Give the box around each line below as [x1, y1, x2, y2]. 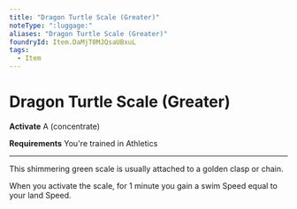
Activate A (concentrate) [9, 121, 100, 131]
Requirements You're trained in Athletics [9, 138, 158, 148]
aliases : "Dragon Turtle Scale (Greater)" [9, 29, 168, 38]
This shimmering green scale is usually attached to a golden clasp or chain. [9, 163, 284, 174]
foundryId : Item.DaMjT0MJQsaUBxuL [9, 37, 137, 47]
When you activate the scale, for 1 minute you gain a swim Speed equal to [9, 180, 278, 190]
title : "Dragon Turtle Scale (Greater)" [9, 12, 161, 22]
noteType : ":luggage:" [9, 21, 93, 30]
